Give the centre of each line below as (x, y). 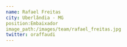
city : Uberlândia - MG (35, 18)
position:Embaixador (32, 23)
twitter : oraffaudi (31, 35)
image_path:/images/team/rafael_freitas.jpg (63, 29)
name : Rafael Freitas (33, 12)
